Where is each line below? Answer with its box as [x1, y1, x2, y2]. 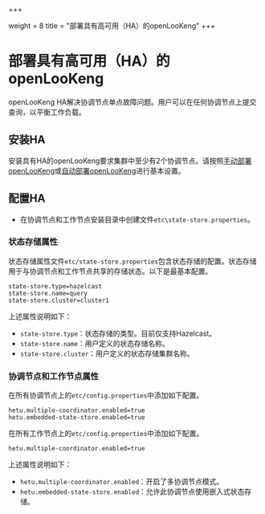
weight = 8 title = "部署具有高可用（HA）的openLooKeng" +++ [8, 21, 215, 31]
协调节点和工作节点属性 [8, 370, 99, 381]
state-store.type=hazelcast [8, 282, 103, 290]
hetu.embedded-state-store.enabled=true [8, 414, 146, 422]
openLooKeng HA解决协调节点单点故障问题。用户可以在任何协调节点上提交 [8, 97, 257, 107]
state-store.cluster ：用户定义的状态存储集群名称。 [19, 349, 194, 358]
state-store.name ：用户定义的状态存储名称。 [19, 338, 170, 348]
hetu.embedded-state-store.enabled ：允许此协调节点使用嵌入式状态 [19, 487, 245, 496]
